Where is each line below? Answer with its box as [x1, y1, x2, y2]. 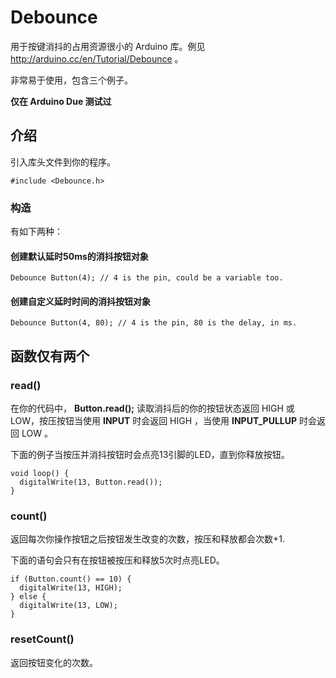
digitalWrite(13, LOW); [19, 601, 118, 611]
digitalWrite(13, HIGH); [19, 583, 123, 593]
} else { [10, 592, 47, 602]
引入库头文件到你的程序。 [10, 156, 116, 168]
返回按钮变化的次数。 [10, 656, 98, 668]
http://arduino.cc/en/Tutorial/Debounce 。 [10, 52, 184, 65]
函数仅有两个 [10, 347, 90, 365]
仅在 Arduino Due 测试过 [10, 95, 112, 107]
